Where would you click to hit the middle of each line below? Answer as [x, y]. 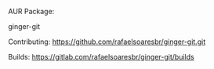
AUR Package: [31, 11]
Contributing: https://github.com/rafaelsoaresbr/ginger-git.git [107, 42]
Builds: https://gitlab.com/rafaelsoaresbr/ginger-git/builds [101, 57]
